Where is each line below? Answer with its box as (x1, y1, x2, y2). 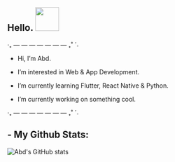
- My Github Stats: (7, 129, 89, 141)
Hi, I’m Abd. (17, 54, 51, 62)
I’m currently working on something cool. (17, 95, 136, 103)
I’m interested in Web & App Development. (17, 67, 140, 76)
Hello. (7, 22, 34, 34)
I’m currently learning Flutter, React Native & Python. (17, 81, 169, 90)
